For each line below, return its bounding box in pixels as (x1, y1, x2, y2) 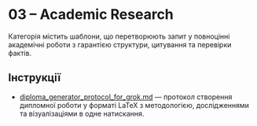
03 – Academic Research (8, 6, 174, 24)
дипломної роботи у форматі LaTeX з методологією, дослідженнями (19, 100, 250, 109)
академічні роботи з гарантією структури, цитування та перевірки (8, 39, 232, 49)
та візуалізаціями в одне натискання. (19, 109, 145, 118)
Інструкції (8, 71, 61, 84)
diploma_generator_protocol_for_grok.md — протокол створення (19, 92, 233, 102)
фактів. (8, 48, 32, 57)
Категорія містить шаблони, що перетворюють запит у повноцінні (8, 31, 230, 41)
